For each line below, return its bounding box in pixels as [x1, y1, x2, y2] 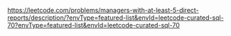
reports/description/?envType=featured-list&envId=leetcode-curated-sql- [7, 13, 224, 22]
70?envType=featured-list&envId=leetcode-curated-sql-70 [7, 21, 180, 29]
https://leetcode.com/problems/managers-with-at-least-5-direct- [7, 6, 199, 14]
